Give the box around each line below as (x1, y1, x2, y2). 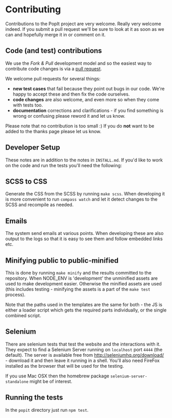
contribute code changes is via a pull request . (5, 65, 102, 71)
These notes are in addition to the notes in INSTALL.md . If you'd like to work (5, 157, 163, 163)
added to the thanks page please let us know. (5, 128, 102, 134)
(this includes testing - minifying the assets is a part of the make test (5, 286, 150, 292)
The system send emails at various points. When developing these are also (5, 230, 164, 237)
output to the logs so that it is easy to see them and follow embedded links (5, 235, 163, 242)
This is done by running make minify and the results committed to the (5, 270, 151, 276)
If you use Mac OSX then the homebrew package (5, 373, 109, 379)
